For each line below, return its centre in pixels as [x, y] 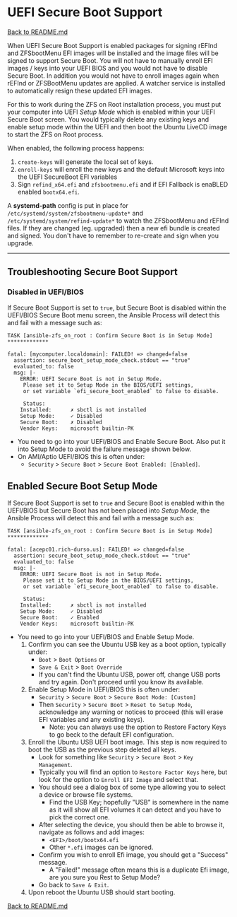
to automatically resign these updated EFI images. [80, 90]
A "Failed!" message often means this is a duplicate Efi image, [139, 870]
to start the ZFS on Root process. [55, 134]
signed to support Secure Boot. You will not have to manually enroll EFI [110, 60]
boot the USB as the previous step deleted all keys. [102, 749]
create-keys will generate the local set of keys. [85, 162]
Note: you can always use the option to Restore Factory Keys [138, 727]
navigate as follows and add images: [91, 832]
